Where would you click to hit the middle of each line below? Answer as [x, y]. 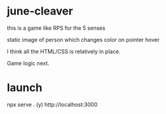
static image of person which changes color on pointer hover [83, 39]
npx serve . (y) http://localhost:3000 [52, 104]
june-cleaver [40, 11]
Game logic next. [28, 63]
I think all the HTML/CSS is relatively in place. [64, 51]
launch [25, 88]
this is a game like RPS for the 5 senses [56, 28]
